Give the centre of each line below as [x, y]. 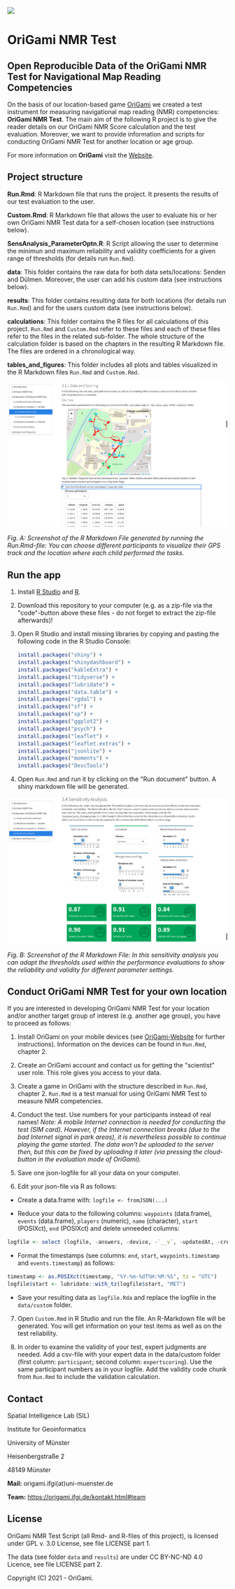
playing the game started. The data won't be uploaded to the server [116, 1144]
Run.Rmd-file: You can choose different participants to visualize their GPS [114, 545]
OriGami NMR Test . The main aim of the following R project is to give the [112, 119]
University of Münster [38, 1443]
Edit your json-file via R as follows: [67, 1186]
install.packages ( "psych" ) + [60, 729]
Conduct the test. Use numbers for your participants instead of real [114, 1115]
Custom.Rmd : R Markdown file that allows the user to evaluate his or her [112, 215]
